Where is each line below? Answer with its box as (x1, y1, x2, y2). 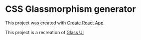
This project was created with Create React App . (5, 20, 105, 26)
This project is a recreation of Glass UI (5, 29, 84, 35)
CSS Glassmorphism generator (5, 3, 136, 15)
